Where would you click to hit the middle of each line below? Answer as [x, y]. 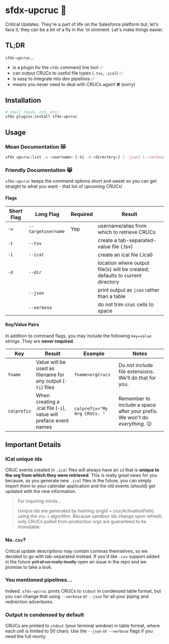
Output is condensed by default [45, 615]
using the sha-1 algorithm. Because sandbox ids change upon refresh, [90, 516]
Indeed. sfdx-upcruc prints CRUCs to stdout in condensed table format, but [83, 591]
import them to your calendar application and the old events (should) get [80, 486]
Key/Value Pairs [22, 324]
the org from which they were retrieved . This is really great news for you [81, 475]
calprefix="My [91, 408]
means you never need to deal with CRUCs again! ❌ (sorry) [74, 84]
